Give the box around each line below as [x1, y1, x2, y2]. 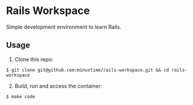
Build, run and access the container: [14, 82, 102, 89]
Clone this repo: [14, 55, 53, 62]
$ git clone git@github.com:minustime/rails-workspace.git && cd [6, 67, 169, 73]
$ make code [6, 93, 35, 100]
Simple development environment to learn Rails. [6, 23, 121, 30]
